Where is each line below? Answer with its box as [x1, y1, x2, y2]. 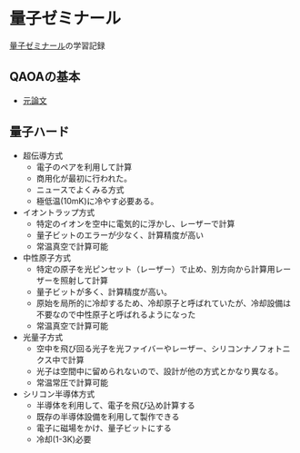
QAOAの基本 [9, 69, 81, 84]
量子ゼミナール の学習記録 [9, 40, 105, 51]
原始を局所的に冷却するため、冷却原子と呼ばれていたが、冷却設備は [35, 297, 291, 309]
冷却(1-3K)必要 [35, 433, 92, 445]
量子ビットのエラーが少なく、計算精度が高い [35, 229, 205, 241]
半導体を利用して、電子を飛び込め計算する [35, 399, 195, 410]
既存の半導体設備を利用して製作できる [35, 410, 180, 422]
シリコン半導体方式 [22, 388, 95, 399]
